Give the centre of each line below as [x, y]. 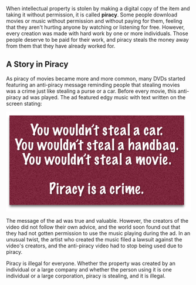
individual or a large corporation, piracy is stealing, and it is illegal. [86, 276]
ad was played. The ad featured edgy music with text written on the [104, 97]
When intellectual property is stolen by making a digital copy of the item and [98, 9]
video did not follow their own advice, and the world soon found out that [93, 227]
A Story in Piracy [37, 64]
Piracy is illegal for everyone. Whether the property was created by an [91, 263]
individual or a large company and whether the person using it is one [89, 269]
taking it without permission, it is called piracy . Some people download [92, 15]
